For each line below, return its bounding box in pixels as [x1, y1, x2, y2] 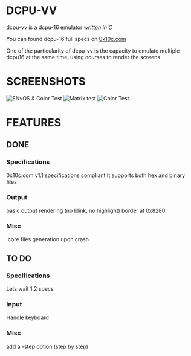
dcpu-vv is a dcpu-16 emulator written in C [6, 24, 113, 31]
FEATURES [6, 116, 62, 130]
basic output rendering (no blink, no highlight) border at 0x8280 [6, 207, 166, 215]
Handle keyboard [6, 314, 50, 321]
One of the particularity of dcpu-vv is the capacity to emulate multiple [6, 47, 180, 54]
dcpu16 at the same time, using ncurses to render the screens [6, 53, 161, 60]
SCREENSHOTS [6, 75, 86, 88]
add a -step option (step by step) [6, 343, 89, 350]
